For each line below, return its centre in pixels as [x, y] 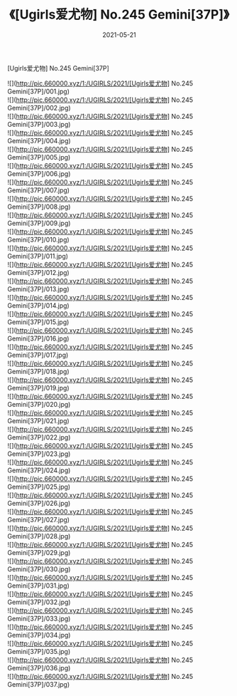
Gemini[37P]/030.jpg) [39, 569]
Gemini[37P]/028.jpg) [39, 536]
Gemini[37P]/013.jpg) [38, 289]
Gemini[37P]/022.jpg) [39, 437]
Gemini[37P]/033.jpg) [39, 618]
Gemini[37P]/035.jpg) [39, 651]
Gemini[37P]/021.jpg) [38, 420]
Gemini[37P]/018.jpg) [38, 371]
